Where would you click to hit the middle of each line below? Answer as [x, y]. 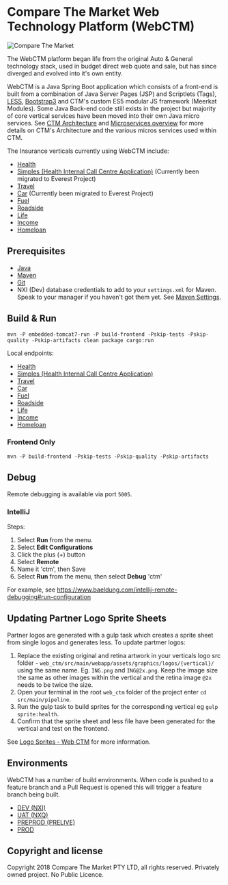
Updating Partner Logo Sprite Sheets [87, 619]
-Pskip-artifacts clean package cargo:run [93, 340]
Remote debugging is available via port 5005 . [70, 494]
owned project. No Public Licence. [55, 875]
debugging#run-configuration [49, 596]
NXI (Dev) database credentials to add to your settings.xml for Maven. [116, 289]
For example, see [31, 590]
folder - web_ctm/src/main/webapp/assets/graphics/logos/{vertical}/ [115, 663]
